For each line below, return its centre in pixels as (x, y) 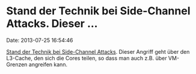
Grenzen (17, 64)
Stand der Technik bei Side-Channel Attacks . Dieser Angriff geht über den (98, 51)
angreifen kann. (48, 64)
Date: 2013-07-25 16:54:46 (40, 40)
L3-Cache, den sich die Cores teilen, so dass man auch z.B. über (87, 58)
